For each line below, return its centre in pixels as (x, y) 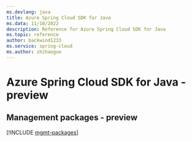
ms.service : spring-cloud (39, 47)
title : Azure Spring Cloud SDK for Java (59, 18)
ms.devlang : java (29, 12)
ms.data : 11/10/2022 (33, 23)
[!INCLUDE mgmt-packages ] (42, 132)
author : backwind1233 (34, 40)
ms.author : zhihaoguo (34, 52)
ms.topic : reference (33, 35)
